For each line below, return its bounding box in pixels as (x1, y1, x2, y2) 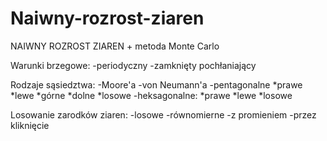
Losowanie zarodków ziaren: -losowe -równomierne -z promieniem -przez (10, 108, 317, 121)
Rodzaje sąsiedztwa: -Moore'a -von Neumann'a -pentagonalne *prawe (10, 78, 303, 91)
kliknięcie (10, 119, 50, 131)
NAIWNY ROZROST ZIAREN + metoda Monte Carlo (10, 40, 220, 52)
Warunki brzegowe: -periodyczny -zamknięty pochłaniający (10, 59, 257, 71)
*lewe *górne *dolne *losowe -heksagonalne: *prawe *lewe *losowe (10, 89, 293, 101)
